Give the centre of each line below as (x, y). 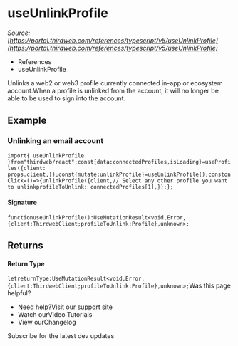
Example (27, 121)
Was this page (210, 285)
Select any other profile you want (175, 180)
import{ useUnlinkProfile (46, 156)
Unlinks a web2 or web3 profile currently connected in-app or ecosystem (115, 83)
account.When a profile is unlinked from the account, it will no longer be (113, 90)
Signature (22, 203)
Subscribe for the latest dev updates (61, 336)
